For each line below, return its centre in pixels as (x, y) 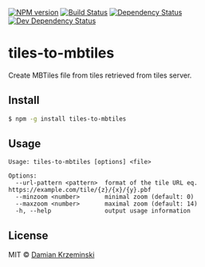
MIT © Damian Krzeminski (51, 255)
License (28, 235)
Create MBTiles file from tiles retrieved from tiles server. (100, 75)
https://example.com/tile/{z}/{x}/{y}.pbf (80, 190)
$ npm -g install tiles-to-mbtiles (67, 119)
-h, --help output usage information (103, 211)
